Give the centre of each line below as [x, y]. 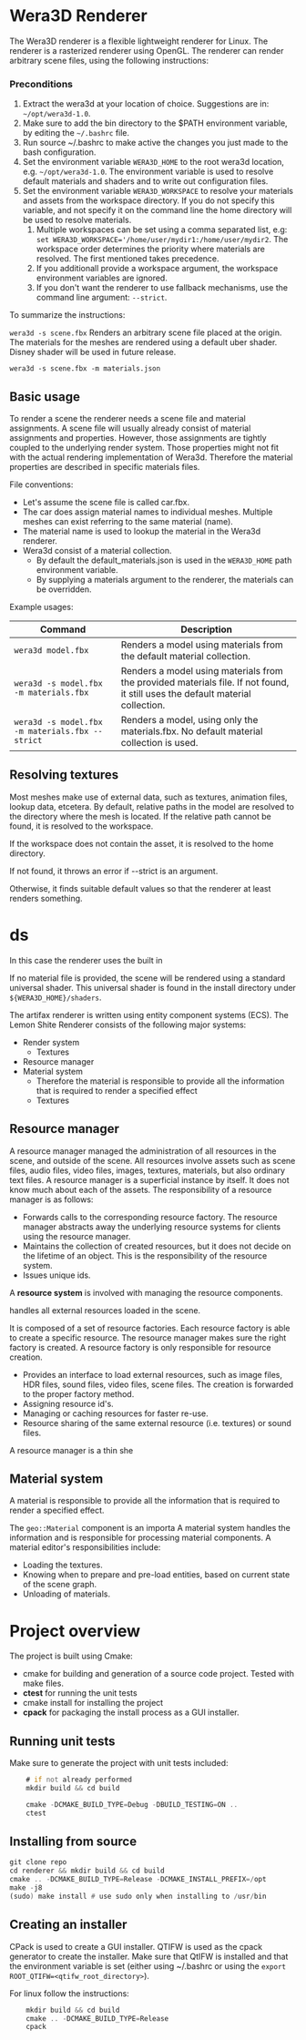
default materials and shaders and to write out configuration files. [145, 181]
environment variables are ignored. [102, 278]
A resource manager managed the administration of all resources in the [143, 1151]
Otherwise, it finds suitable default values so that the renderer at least [140, 888]
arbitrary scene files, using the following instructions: [109, 60]
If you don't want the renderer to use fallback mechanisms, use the [162, 288]
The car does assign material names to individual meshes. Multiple [148, 512]
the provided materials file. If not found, [205, 682]
